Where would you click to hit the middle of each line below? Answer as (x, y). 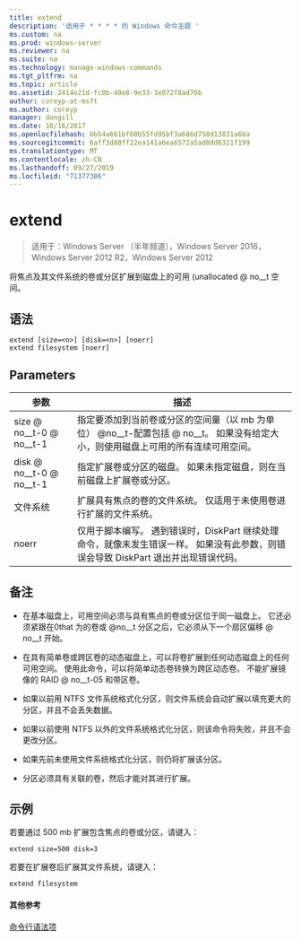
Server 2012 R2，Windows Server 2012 (140, 257)
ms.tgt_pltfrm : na (43, 76)
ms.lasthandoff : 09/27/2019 (62, 168)
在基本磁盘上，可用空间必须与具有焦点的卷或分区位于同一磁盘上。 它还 (153, 615)
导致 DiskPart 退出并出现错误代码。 (169, 557)
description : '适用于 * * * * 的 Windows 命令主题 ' (104, 26)
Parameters (43, 375)
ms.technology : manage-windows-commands (86, 68)
